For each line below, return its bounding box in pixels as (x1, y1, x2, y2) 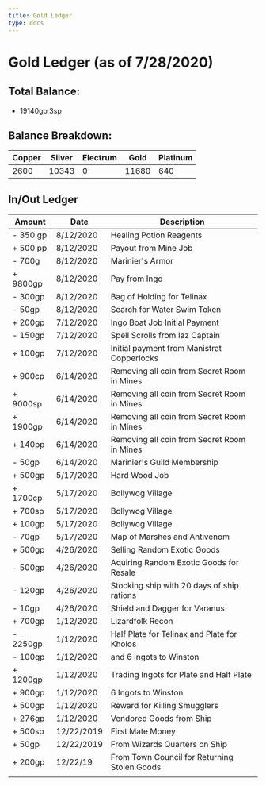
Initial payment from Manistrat (110, 343, 222, 354)
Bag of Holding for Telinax (110, 291, 207, 302)
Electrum (82, 152, 117, 164)
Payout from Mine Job (110, 243, 193, 254)
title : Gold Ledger (8, 11, 73, 20)
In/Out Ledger (8, 192, 78, 206)
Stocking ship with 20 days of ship (110, 580, 239, 591)
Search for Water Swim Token (110, 304, 222, 315)
